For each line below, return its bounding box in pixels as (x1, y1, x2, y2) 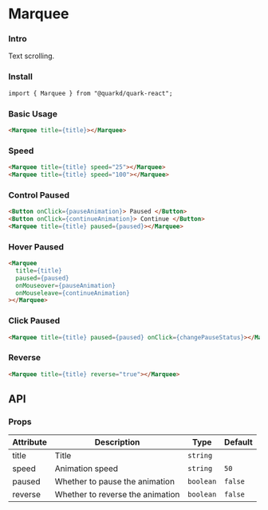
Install (8, 71, 33, 82)
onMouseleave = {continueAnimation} (15, 288, 130, 297)
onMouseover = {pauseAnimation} (15, 281, 116, 289)
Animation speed (54, 463, 118, 474)
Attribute (12, 437, 48, 448)
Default (224, 437, 253, 448)
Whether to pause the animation (54, 476, 175, 487)
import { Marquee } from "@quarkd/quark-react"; (8, 89, 173, 97)
